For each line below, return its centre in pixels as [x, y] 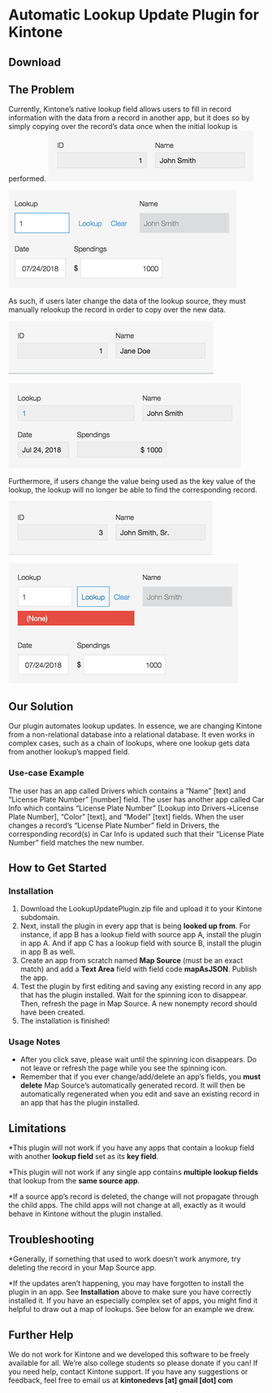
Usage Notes [35, 1042]
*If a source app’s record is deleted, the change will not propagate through [134, 1196]
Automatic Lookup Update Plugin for [134, 15]
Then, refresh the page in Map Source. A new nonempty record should [138, 1004]
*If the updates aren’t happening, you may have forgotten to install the [126, 1283]
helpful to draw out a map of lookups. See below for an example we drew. [132, 1309]
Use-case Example [46, 773]
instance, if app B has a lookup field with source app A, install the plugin [141, 935]
